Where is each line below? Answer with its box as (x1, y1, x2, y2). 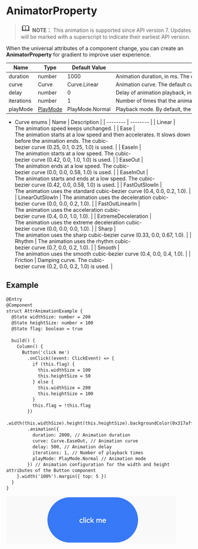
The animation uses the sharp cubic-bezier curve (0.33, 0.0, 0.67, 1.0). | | (14, 231, 192, 238)
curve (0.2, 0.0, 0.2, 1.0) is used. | (31, 263, 113, 270)
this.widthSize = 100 (37, 367, 91, 373)
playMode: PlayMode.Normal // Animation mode (32, 456, 146, 462)
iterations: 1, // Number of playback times (32, 450, 144, 456)
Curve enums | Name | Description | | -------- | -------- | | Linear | (14, 119, 176, 126)
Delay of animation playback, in (115, 89, 192, 96)
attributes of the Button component (6, 468, 96, 473)
